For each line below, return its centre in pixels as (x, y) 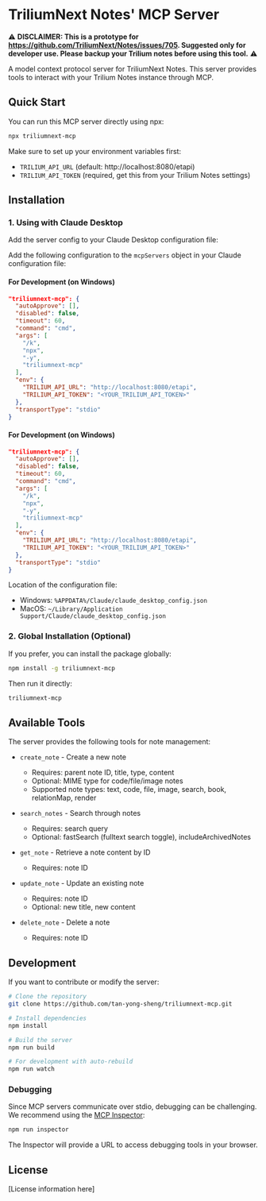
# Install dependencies (48, 1018)
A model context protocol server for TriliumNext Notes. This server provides (132, 68)
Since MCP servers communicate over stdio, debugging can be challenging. (133, 1106)
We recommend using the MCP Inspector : (77, 1115)
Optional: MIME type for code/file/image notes (108, 781)
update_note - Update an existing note (82, 883)
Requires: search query (70, 828)
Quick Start (37, 102)
